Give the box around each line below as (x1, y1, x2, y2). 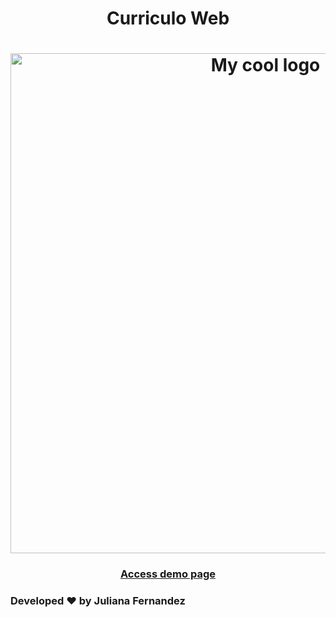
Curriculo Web (106, 7, 230, 30)
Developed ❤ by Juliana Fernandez (10, 594, 186, 608)
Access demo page (120, 567, 216, 581)
